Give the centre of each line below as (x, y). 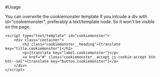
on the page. (18, 27)
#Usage (13, 7)
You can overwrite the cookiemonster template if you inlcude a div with (76, 16)
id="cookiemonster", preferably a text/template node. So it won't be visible (80, 22)
